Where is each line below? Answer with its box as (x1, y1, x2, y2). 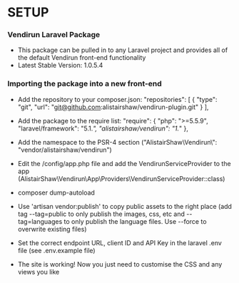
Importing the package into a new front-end (7, 79, 162, 89)
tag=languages (17, 217, 63, 225)
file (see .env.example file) (17, 246, 96, 254)
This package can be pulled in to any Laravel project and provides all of (17, 46, 228, 54)
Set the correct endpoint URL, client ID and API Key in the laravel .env (17, 238, 223, 247)
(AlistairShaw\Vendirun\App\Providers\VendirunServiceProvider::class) (17, 174, 225, 182)
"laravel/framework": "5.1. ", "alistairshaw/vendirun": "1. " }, (17, 124, 189, 133)
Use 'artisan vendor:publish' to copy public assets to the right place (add (17, 202, 232, 210)
